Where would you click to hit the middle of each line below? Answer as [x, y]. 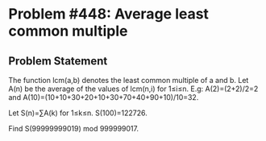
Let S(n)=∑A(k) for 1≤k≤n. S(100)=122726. [78, 113]
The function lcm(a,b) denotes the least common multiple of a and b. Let [129, 80]
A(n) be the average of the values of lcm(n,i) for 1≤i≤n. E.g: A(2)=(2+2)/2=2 [133, 89]
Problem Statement [58, 61]
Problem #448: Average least [109, 14]
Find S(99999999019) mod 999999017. [74, 129]
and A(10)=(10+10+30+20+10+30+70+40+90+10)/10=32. [104, 97]
